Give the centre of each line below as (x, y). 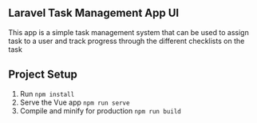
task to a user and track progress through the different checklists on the (127, 41)
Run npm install (47, 93)
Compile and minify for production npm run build (100, 110)
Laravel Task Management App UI (94, 13)
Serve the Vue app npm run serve (75, 102)
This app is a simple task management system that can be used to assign (128, 32)
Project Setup (43, 75)
